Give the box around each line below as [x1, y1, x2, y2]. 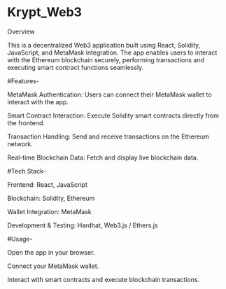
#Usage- [7, 234, 33, 243]
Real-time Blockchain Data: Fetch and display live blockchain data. [7, 153, 199, 162]
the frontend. [7, 118, 45, 127]
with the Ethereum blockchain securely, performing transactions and [7, 55, 205, 64]
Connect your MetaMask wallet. [7, 262, 99, 270]
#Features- [7, 76, 40, 85]
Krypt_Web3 [7, 4, 83, 20]
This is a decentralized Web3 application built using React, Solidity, [7, 41, 201, 49]
